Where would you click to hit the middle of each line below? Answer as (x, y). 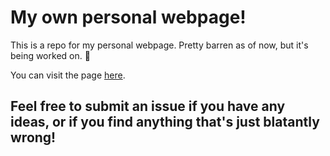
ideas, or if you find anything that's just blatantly (165, 122)
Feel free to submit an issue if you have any (148, 106)
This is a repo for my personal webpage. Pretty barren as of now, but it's (159, 45)
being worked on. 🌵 (50, 55)
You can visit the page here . (68, 75)
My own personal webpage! (128, 17)
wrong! (33, 137)
